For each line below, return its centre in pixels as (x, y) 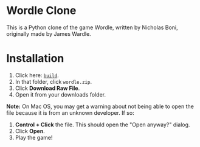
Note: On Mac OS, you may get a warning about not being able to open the (100, 106)
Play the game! (34, 137)
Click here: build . (37, 75)
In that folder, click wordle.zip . (53, 81)
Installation (35, 59)
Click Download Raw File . (47, 88)
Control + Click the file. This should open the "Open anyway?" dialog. (102, 125)
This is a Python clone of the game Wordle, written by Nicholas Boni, (92, 27)
